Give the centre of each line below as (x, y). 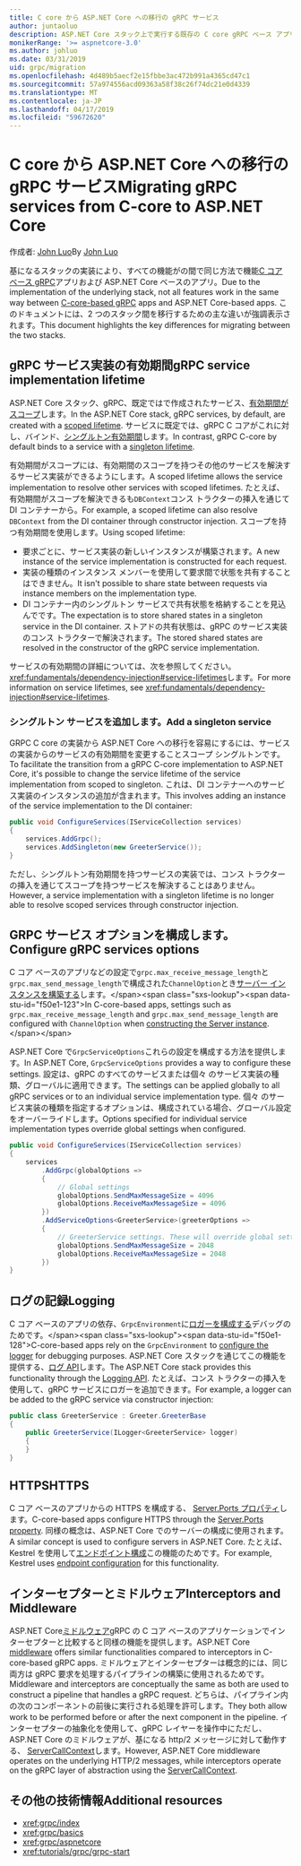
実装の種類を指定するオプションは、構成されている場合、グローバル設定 (158, 1108)
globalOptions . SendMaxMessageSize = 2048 (136, 1245)
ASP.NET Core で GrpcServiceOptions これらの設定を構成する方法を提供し (144, 1052)
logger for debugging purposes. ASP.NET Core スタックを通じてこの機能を (148, 1356)
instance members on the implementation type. (109, 593)
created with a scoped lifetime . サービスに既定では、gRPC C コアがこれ (142, 425)
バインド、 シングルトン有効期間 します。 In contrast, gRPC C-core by (151, 436)
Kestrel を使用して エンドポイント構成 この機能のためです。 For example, (141, 1553)
